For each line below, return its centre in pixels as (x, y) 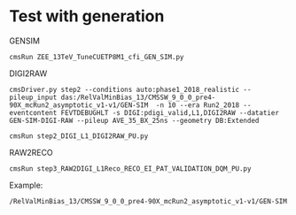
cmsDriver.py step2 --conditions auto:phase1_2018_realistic (125, 89)
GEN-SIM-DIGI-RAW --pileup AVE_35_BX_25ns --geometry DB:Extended (134, 120)
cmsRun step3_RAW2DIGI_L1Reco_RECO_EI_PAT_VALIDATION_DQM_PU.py (130, 169)
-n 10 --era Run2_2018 (198, 105)
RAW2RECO (31, 152)
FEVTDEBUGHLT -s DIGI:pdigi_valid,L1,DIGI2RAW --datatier (170, 112)
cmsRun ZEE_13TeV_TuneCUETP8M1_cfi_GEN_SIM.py (97, 57)
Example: (26, 185)
